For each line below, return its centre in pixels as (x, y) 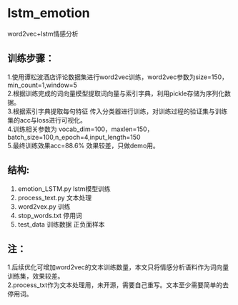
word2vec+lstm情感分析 (43, 33)
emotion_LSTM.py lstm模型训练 (64, 188)
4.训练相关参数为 (32, 129)
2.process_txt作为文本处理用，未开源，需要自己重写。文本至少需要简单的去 (118, 285)
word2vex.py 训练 (44, 206)
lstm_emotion (49, 13)
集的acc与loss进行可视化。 (47, 120)
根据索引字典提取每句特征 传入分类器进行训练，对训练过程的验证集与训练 (120, 111)
